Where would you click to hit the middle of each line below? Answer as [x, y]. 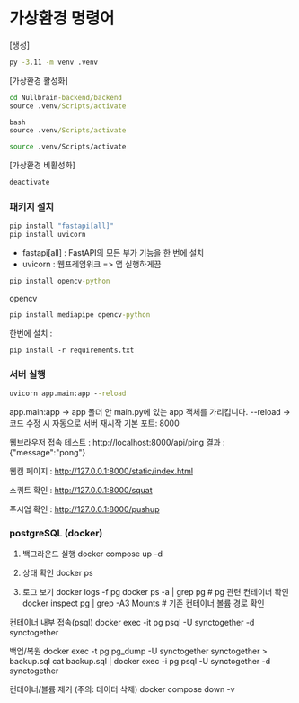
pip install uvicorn [48, 235]
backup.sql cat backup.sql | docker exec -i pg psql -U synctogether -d [140, 662]
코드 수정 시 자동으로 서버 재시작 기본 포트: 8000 [94, 423]
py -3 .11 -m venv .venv [54, 62]
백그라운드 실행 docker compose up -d [92, 554]
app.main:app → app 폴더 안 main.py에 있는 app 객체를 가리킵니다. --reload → [150, 412]
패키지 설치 [32, 206]
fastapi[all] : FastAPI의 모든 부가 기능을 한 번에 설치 [113, 253]
